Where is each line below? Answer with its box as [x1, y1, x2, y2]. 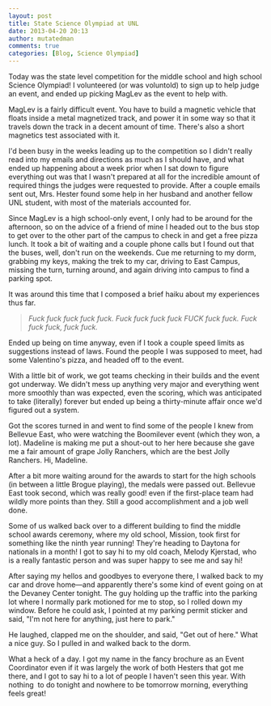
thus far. [8, 298, 36, 308]
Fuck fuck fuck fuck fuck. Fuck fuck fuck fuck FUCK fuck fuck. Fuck [28, 313, 257, 323]
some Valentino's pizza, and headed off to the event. [8, 355, 184, 364]
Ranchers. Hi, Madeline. [8, 455, 88, 465]
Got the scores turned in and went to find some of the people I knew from [8, 421, 254, 430]
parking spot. [8, 274, 53, 283]
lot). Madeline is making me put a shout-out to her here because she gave [8, 438, 255, 448]
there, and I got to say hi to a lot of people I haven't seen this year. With [8, 671, 246, 681]
